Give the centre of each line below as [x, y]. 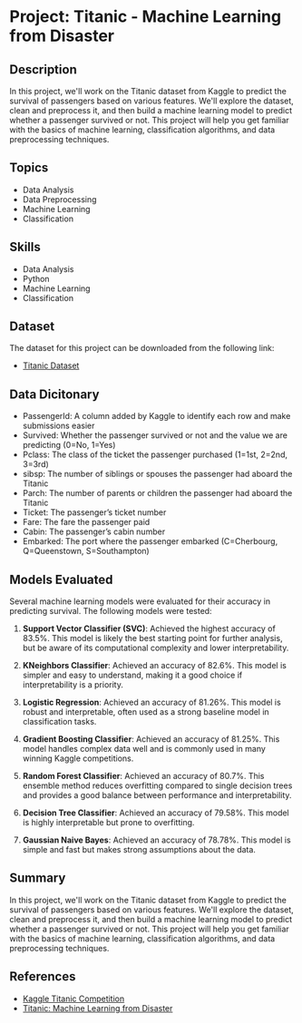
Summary [38, 878]
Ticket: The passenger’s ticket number [94, 512]
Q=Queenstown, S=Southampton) [86, 551]
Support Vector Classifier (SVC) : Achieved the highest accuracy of [149, 628]
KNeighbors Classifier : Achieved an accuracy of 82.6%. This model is [155, 666]
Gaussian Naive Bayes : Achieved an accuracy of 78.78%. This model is [157, 840]
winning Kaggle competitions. [78, 758]
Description [43, 69]
